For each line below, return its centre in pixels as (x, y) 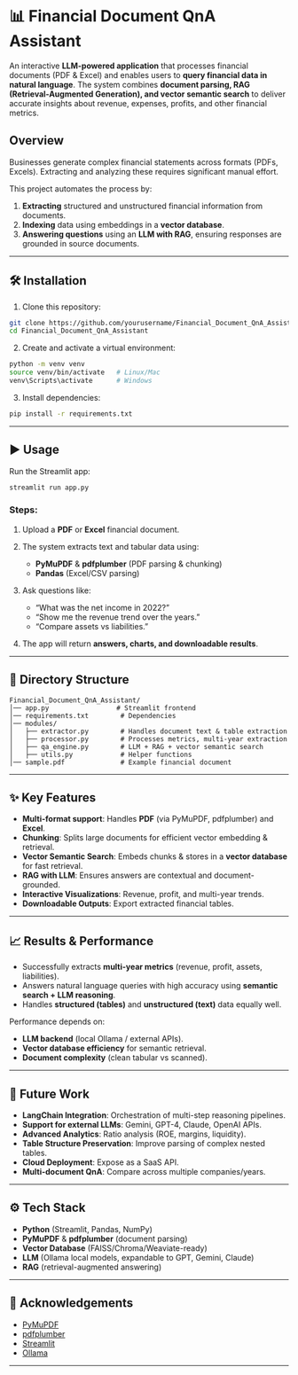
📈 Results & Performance (81, 941)
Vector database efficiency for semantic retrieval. (114, 1048)
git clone (27, 323)
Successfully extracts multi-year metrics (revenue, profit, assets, (142, 967)
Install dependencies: (61, 397)
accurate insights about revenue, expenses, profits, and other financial (138, 103)
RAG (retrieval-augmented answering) (92, 1267)
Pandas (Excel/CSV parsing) (87, 573)
